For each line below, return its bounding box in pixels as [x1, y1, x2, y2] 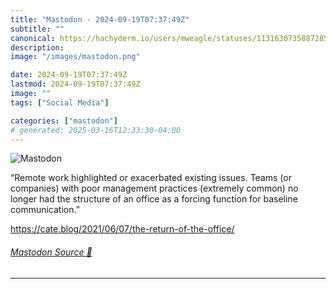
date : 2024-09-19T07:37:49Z [10, 70, 128, 80]
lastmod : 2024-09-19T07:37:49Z [10, 79, 141, 90]
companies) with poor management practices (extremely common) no [10, 182, 299, 195]
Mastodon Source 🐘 [10, 246, 93, 258]
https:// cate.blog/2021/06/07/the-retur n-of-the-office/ [10, 223, 235, 235]
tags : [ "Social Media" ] [10, 97, 110, 108]
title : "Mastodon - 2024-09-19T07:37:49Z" [10, 14, 190, 25]
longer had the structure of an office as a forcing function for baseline [10, 193, 298, 205]
